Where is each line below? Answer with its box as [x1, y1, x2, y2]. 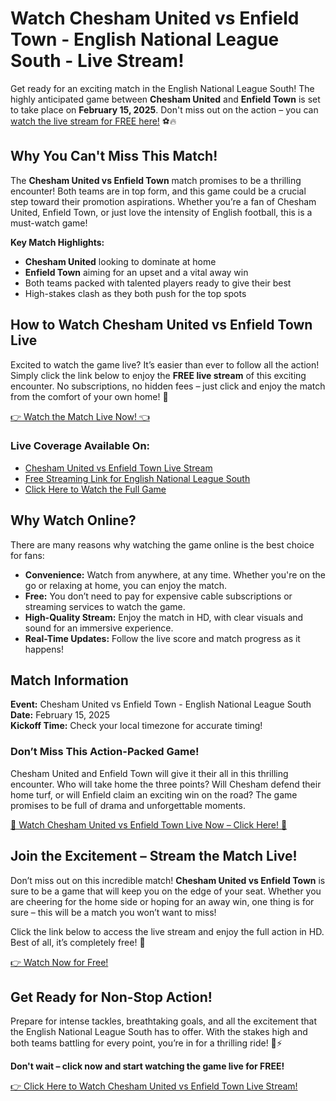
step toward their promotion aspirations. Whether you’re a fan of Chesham [10, 195, 317, 207]
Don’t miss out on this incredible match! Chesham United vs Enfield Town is [10, 874, 326, 886]
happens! [24, 643, 64, 655]
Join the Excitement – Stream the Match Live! [10, 848, 298, 865]
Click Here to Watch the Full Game [24, 483, 167, 495]
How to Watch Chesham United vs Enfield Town [10, 317, 313, 334]
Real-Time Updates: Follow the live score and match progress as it [24, 632, 301, 644]
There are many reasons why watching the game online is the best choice [10, 538, 315, 551]
